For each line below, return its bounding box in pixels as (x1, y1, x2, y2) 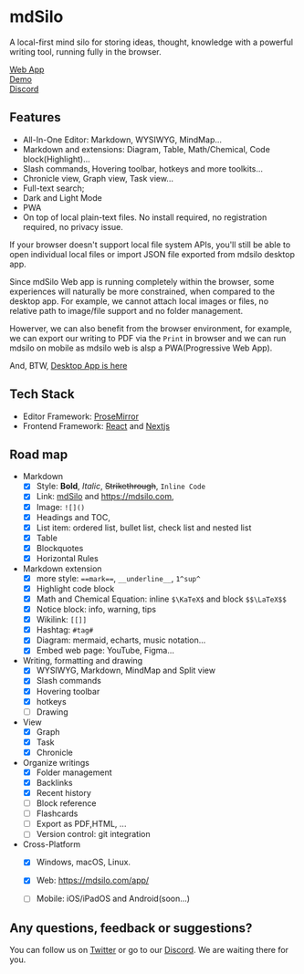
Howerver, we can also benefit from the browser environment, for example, (9, 322, 292, 334)
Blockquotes (36, 542, 84, 553)
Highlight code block (36, 582, 115, 594)
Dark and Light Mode (22, 192, 102, 203)
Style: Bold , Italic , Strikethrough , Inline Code (36, 481, 206, 492)
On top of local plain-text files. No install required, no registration (22, 212, 267, 223)
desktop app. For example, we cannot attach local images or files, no (9, 295, 269, 307)
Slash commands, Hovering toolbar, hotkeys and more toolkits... (22, 162, 263, 174)
